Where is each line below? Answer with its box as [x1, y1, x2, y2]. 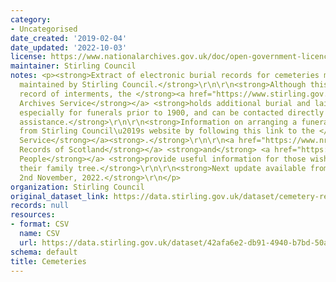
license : [10, 52, 47, 62]
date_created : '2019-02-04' [10, 33, 128, 43]
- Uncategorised [10, 24, 78, 34]
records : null [10, 201, 70, 211]
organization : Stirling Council [10, 182, 145, 192]
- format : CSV [10, 219, 70, 230]
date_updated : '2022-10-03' [10, 42, 128, 53]
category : [10, 14, 52, 25]
